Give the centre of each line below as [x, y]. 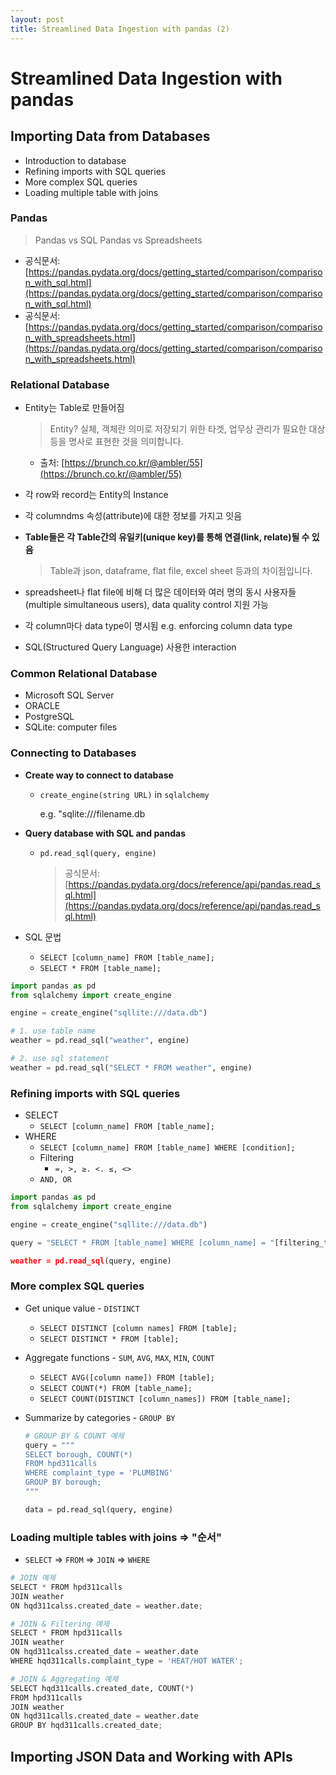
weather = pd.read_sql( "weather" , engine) [100, 1041]
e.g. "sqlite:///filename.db [92, 813]
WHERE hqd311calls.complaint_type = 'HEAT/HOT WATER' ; [127, 1661]
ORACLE [42, 706]
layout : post [37, 19]
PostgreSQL [49, 717]
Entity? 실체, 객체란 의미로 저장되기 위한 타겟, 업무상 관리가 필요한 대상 [187, 429]
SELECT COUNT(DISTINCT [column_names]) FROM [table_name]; [165, 1399]
